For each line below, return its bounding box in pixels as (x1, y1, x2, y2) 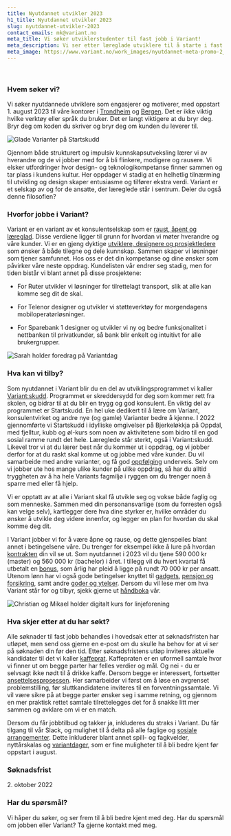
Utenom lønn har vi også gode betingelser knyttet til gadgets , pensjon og (7, 571, 214, 580)
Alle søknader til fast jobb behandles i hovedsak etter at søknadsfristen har (7, 632, 219, 641)
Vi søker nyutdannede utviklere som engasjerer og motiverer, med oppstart (7, 100, 220, 109)
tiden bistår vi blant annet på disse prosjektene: (7, 269, 142, 277)
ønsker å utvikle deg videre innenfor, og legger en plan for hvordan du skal (7, 514, 219, 522)
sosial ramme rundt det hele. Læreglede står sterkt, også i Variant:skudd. (7, 435, 214, 443)
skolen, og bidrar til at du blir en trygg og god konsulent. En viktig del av (7, 399, 211, 407)
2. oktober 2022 (7, 781, 53, 789)
